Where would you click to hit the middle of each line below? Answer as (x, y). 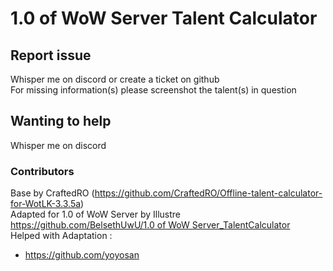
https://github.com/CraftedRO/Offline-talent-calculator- (208, 193)
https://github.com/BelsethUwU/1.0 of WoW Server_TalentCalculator (150, 225)
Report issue (51, 55)
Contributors (42, 171)
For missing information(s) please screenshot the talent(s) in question (153, 90)
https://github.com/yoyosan (82, 255)
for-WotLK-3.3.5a (46, 204)
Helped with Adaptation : (61, 236)
